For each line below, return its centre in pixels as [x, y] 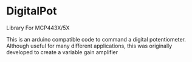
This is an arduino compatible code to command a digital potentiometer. [96, 39]
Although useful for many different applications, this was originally [89, 46]
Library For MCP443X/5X [38, 28]
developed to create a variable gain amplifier [62, 52]
